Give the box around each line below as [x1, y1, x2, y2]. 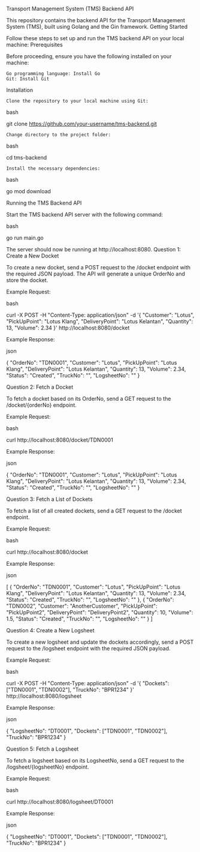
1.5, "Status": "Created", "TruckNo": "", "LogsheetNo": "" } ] [6, 615, 153, 622]
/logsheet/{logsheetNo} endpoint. [6, 763, 89, 770]
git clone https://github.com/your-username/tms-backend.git [6, 120, 157, 127]
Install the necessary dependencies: [6, 166, 101, 172]
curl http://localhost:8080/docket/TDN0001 [6, 436, 114, 443]
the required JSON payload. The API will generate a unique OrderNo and [6, 270, 186, 277]
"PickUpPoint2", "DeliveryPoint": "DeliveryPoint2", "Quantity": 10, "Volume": [6, 609, 193, 616]
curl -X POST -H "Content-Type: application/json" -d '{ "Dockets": [6, 680, 169, 686]
